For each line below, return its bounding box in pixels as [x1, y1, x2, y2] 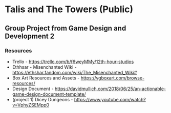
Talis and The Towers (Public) [5, 4, 134, 15]
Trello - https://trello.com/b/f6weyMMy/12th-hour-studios [12, 59, 134, 65]
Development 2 [5, 32, 55, 40]
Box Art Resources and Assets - [12, 75, 80, 81]
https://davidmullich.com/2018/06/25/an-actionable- [55, 86, 166, 92]
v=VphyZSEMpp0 [12, 102, 50, 108]
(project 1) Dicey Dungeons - [12, 96, 73, 102]
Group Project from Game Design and [5, 24, 126, 33]
